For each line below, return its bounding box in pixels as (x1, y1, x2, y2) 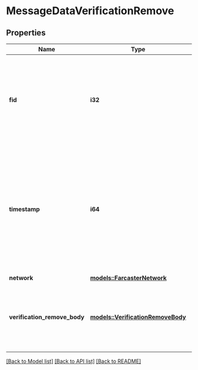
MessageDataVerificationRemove (6, 4, 174, 18)
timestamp (9, 205, 40, 213)
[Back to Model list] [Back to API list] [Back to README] (6, 358, 141, 365)
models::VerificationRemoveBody (90, 313, 187, 321)
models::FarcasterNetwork (90, 274, 167, 282)
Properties (6, 28, 46, 38)
